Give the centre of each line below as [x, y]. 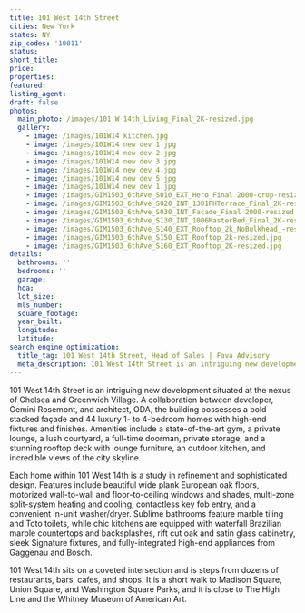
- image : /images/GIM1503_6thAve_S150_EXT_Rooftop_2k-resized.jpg [154, 237]
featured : [28, 85]
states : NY [30, 35]
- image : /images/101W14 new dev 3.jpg [101, 161]
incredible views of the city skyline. [75, 457]
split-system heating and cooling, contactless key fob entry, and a [133, 504]
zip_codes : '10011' [46, 43]
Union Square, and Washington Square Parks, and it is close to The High [144, 589]
